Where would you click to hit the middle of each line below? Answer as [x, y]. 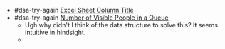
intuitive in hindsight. [55, 32]
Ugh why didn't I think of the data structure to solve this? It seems [121, 25]
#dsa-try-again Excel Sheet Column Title [74, 10]
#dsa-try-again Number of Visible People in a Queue [91, 17]
